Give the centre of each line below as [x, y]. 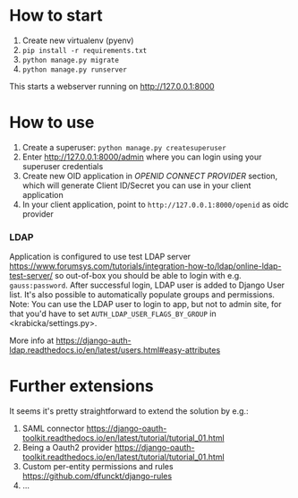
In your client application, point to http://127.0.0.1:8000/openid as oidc [155, 204]
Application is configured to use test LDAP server [100, 257]
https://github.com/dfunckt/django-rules [97, 477]
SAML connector [53, 429]
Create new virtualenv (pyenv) [78, 40]
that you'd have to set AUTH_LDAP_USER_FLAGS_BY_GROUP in [113, 313]
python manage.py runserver [74, 69]
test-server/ [31, 276]
